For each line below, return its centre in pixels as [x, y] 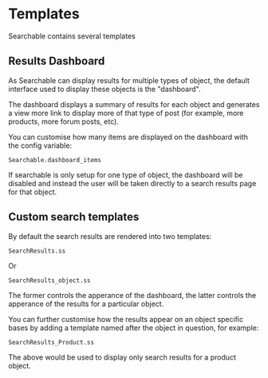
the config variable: [40, 145]
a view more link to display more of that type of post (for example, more [126, 113]
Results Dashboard [57, 61]
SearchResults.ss [37, 251]
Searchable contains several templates [72, 36]
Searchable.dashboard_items [55, 160]
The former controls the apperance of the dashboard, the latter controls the [132, 295]
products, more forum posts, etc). [64, 121]
